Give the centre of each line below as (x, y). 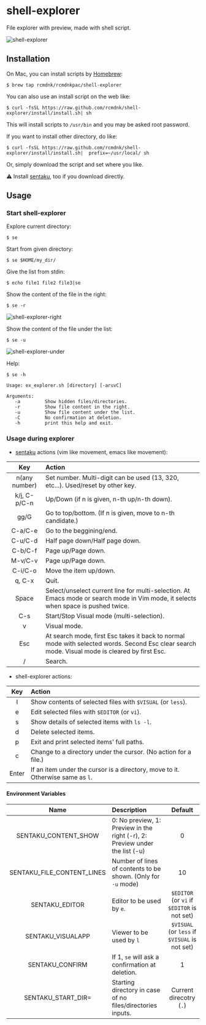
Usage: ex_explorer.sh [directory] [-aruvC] (64, 386)
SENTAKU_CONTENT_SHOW (58, 835)
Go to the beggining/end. (81, 530)
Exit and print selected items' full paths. (87, 742)
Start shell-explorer (36, 213)
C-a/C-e (25, 530)
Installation (28, 59)
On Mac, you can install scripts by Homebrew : (64, 74)
